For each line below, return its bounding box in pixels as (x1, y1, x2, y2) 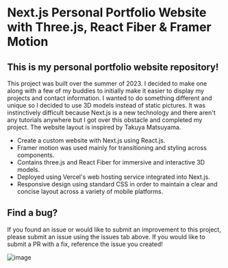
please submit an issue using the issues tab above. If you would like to (7, 232, 205, 241)
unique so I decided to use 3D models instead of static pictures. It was (7, 101, 206, 109)
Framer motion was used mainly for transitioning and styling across (16, 144, 207, 151)
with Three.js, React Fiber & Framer (7, 19, 212, 35)
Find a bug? (7, 207, 58, 219)
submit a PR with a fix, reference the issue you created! (7, 240, 163, 248)
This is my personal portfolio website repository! (7, 61, 219, 73)
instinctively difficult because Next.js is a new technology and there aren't (7, 108, 216, 117)
